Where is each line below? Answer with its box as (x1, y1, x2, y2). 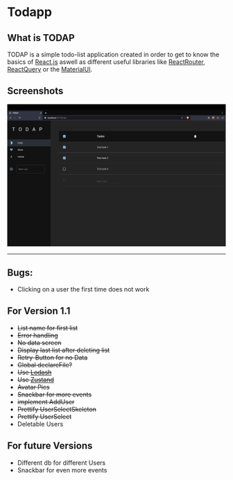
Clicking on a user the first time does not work (17, 285, 150, 293)
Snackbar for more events (17, 390, 92, 399)
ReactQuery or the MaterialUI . (7, 65, 92, 73)
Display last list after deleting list (17, 346, 110, 354)
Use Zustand (17, 375, 54, 383)
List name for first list (17, 323, 78, 332)
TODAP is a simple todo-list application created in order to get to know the (7, 50, 220, 58)
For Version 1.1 (7, 305, 71, 317)
